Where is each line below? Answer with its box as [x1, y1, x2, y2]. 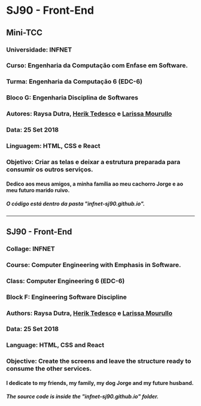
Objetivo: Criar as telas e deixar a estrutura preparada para [6, 157, 181, 166]
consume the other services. [6, 365, 92, 373]
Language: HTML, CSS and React [6, 341, 105, 349]
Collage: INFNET [6, 244, 55, 253]
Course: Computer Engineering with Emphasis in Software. [6, 260, 181, 269]
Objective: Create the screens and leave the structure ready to [6, 357, 191, 365]
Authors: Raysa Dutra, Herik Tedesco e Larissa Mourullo [6, 309, 172, 317]
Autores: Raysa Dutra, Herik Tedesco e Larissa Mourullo [6, 110, 172, 118]
